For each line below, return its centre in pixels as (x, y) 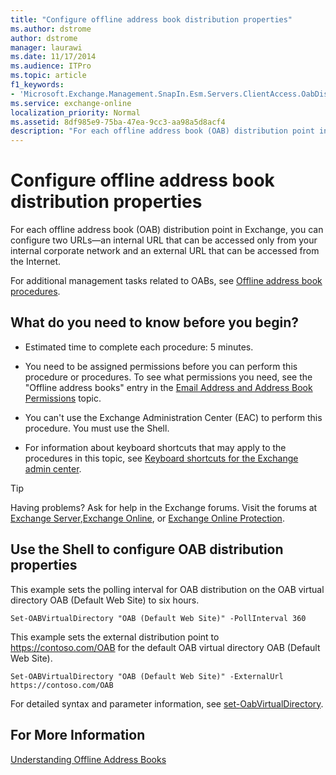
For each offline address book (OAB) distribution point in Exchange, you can (167, 230)
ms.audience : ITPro (51, 66)
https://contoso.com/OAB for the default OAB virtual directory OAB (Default (165, 647)
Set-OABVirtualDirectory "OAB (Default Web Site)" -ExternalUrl (147, 676)
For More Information (78, 735)
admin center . (53, 468)
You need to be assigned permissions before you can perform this (161, 366)
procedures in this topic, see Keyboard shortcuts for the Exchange (161, 458)
